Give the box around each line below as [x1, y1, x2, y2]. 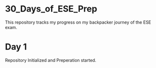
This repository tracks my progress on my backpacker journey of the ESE [5, 19, 152, 25]
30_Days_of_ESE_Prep [5, 3, 97, 14]
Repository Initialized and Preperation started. [5, 57, 96, 63]
